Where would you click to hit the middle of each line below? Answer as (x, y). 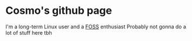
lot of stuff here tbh (29, 32)
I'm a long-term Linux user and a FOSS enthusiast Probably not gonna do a (96, 27)
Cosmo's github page (59, 11)
